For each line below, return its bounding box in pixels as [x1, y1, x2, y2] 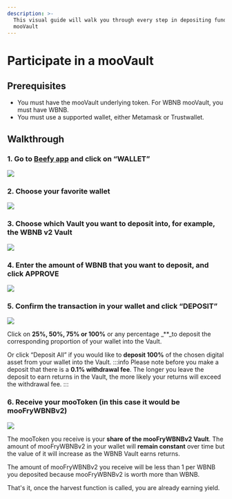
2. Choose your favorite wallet [7, 186, 110, 196]
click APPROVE [7, 269, 59, 279]
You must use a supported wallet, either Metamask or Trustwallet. [17, 113, 205, 122]
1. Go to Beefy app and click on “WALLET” [7, 153, 151, 163]
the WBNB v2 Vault [7, 227, 72, 237]
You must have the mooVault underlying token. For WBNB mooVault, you [17, 98, 224, 107]
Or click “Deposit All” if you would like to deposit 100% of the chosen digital [7, 350, 224, 359]
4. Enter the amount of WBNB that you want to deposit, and [7, 260, 209, 270]
